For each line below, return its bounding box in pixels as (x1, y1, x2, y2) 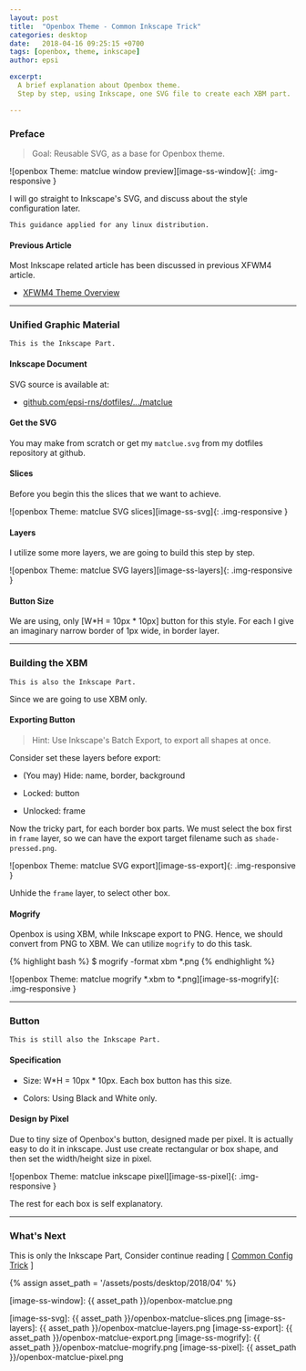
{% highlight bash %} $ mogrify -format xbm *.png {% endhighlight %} (9, 956, 275, 967)
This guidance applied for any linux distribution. (9, 220, 209, 229)
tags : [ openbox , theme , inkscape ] (9, 47, 141, 57)
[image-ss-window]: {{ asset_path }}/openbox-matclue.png (9, 1295, 233, 1306)
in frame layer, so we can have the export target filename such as (9, 832, 253, 844)
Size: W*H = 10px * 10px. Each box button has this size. (22, 1075, 232, 1085)
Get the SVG (9, 417, 57, 429)
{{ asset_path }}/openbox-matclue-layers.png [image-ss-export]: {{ (39, 1323, 293, 1334)
